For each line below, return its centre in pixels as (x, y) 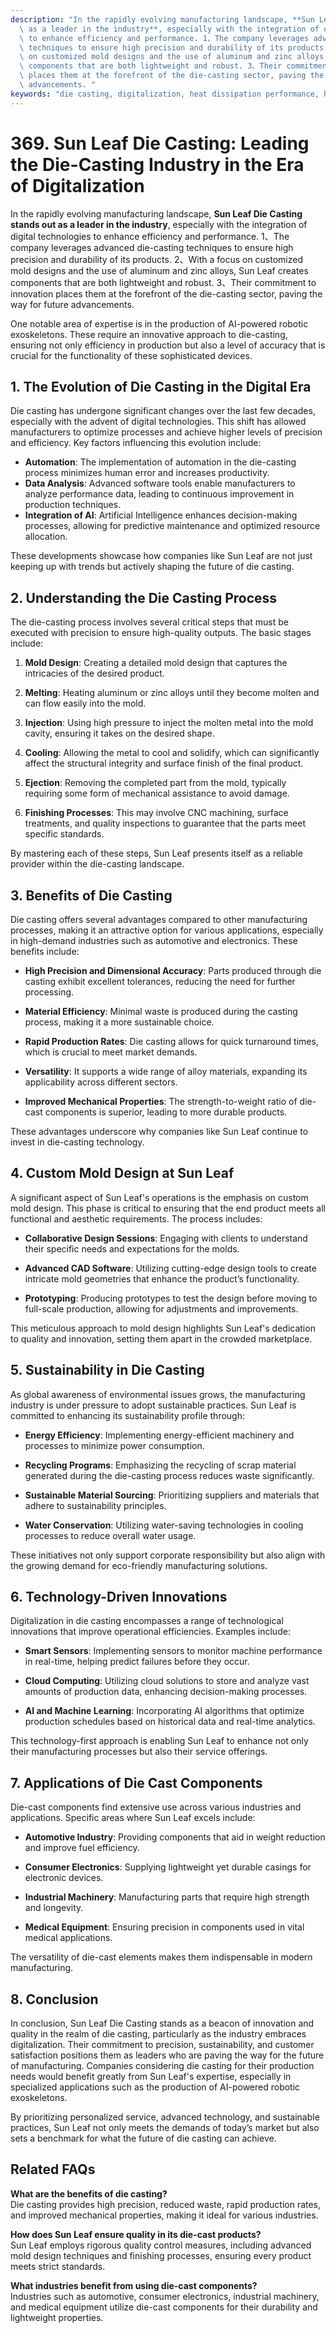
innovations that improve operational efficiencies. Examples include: (150, 1632)
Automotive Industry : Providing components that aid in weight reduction (175, 1837)
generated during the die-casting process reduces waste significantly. (169, 1475)
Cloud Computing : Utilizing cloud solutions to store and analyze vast (167, 1681)
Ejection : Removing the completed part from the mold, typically (155, 783)
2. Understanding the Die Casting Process (144, 597)
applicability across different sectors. (101, 1082)
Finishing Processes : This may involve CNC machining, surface (156, 813)
